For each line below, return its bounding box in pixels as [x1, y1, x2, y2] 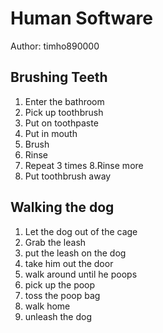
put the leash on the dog [24, 247, 127, 259]
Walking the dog [10, 199, 115, 216]
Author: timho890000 [10, 40, 100, 52]
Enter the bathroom [24, 95, 105, 107]
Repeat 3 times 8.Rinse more [24, 159, 144, 171]
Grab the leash [24, 236, 87, 248]
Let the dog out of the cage [24, 225, 138, 237]
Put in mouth [24, 127, 78, 139]
